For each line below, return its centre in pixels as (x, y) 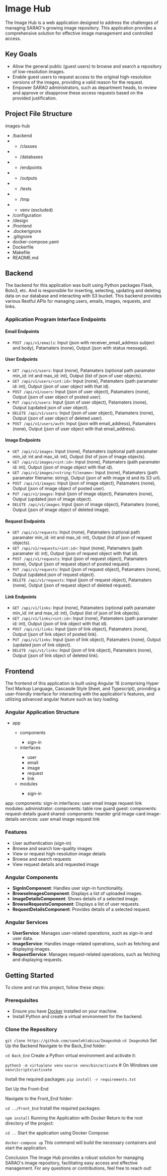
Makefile (21, 252)
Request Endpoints (25, 521)
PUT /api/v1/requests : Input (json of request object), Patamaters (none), (86, 570)
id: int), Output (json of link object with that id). (60, 624)
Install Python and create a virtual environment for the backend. (78, 1017)
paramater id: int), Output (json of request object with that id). (76, 554)
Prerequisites (22, 1001)
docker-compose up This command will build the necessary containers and (81, 1143)
